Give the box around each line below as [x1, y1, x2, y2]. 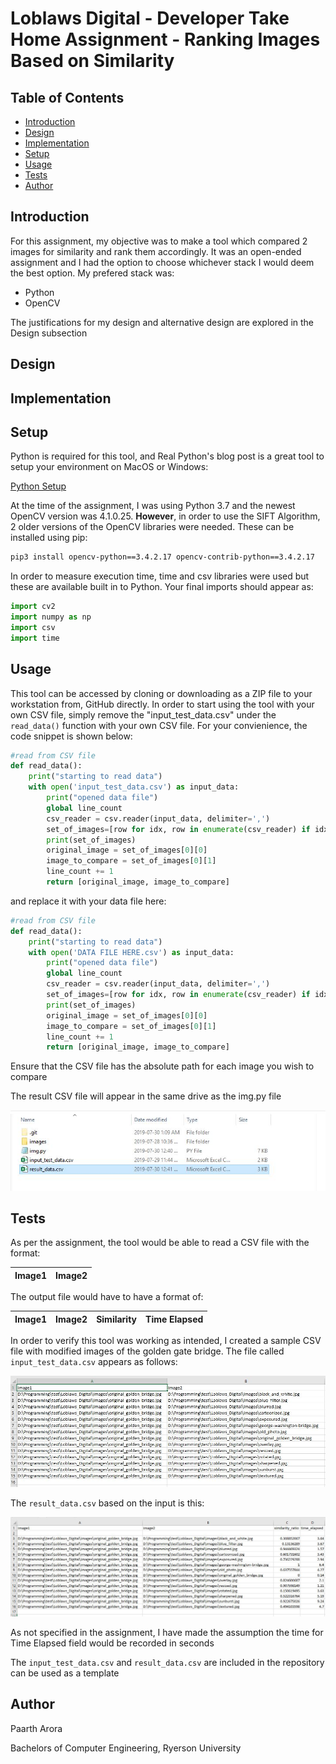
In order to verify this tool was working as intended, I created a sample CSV [10, 1335, 322, 1347]
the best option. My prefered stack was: [10, 267, 175, 279]
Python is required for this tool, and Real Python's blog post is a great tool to [10, 450, 325, 462]
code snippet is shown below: [10, 730, 133, 742]
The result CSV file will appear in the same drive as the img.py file [10, 1090, 282, 1102]
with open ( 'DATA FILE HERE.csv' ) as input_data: [28, 947, 235, 957]
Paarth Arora [10, 1722, 63, 1734]
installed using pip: [10, 532, 88, 544]
